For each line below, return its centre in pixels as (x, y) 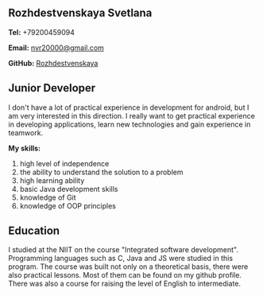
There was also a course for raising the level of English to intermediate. (124, 284)
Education (34, 231)
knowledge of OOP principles (68, 205)
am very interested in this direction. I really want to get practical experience (132, 115)
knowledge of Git (48, 197)
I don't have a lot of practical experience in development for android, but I (129, 107)
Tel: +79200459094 (42, 32)
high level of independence (64, 163)
